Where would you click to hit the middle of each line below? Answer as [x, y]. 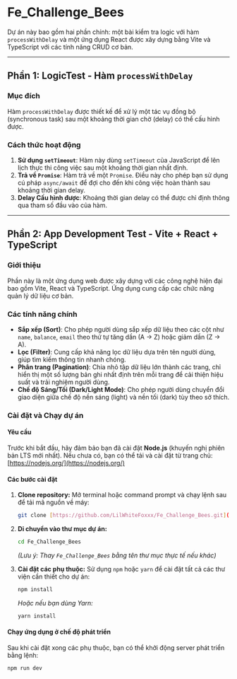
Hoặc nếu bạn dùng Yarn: [55, 603]
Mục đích [24, 96]
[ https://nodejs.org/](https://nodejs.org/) [66, 463]
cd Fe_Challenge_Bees [49, 542]
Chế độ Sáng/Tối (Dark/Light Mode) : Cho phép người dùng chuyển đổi [121, 389]
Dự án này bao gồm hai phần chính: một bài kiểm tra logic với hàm [103, 32]
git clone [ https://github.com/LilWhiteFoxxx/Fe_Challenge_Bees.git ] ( [123, 516]
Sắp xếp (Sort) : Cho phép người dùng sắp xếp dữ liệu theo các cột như [121, 329]
